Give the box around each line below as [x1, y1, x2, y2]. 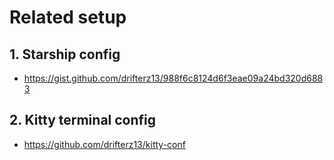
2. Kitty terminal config [9, 112, 157, 129]
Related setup [9, 6, 127, 29]
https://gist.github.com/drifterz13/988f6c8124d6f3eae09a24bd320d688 [23, 72, 324, 84]
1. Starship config [9, 46, 121, 63]
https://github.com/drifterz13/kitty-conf [23, 138, 186, 150]
